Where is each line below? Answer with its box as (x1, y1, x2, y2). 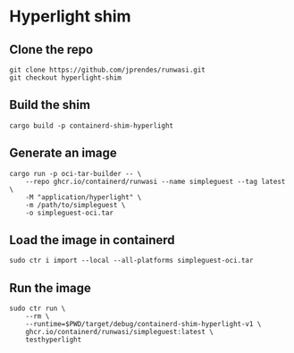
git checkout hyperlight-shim (9, 73, 122, 82)
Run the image (9, 280, 92, 296)
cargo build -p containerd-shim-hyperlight (9, 121, 174, 130)
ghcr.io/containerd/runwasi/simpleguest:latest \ (25, 328, 214, 337)
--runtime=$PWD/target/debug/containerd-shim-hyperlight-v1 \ (25, 320, 262, 329)
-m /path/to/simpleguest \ (25, 200, 126, 209)
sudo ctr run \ (9, 304, 66, 314)
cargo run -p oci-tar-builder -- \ (9, 169, 142, 178)
